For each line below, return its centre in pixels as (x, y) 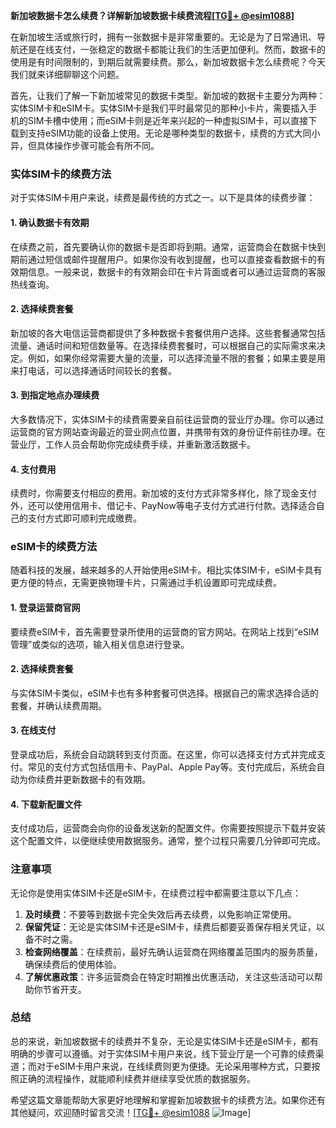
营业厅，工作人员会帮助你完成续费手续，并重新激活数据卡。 (133, 444)
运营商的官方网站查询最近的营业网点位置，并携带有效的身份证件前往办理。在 (168, 431)
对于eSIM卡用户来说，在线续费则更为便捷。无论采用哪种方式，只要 (174, 1066)
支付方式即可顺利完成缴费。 (84, 518)
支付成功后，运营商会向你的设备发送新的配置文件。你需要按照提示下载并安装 (168, 828)
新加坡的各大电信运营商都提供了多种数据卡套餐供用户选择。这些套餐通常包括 (168, 333)
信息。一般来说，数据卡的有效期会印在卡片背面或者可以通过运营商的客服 (176, 271)
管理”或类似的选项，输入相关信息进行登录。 (100, 644)
